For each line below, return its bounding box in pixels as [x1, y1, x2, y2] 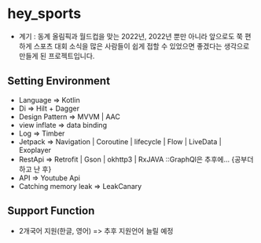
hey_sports [7, 5, 82, 23]
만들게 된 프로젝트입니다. [18, 51, 95, 60]
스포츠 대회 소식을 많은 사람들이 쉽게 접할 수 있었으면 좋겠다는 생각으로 [33, 41, 250, 51]
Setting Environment [7, 74, 111, 88]
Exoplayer [18, 145, 52, 154]
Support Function [7, 205, 95, 218]
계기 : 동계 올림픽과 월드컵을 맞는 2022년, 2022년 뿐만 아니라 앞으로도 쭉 [18, 31, 243, 41]
